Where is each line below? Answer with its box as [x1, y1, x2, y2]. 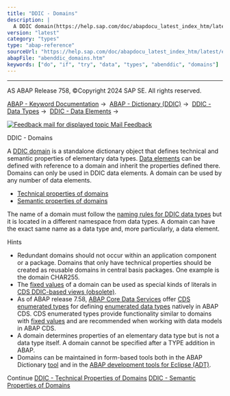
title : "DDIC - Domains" [7, 10, 78, 17]
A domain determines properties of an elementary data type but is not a [16, 331, 220, 340]
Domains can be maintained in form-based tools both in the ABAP [16, 353, 203, 361]
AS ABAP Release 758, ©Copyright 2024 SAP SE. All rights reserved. [7, 86, 202, 95]
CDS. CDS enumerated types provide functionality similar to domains [16, 310, 212, 318]
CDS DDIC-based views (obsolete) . [16, 288, 117, 296]
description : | [7, 16, 51, 23]
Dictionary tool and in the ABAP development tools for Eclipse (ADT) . [16, 360, 212, 369]
